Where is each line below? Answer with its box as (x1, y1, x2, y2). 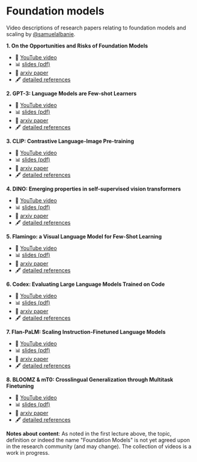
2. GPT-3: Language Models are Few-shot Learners (6, 90, 137, 97)
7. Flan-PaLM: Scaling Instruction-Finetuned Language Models (6, 328, 166, 335)
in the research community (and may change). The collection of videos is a (6, 443, 192, 450)
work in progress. (6, 449, 50, 456)
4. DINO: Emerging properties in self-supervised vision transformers (6, 185, 181, 192)
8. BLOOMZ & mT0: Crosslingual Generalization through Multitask (6, 375, 174, 383)
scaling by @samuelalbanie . (6, 30, 76, 37)
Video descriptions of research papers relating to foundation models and (6, 24, 186, 31)
